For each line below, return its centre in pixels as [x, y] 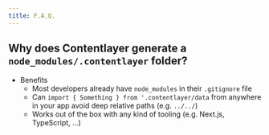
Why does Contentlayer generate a [98, 49]
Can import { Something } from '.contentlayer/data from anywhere [147, 97]
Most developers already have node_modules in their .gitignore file [142, 88]
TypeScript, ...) [57, 123]
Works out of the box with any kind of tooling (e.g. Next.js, [128, 114]
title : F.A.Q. [32, 16]
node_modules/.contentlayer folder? [98, 61]
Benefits [34, 80]
